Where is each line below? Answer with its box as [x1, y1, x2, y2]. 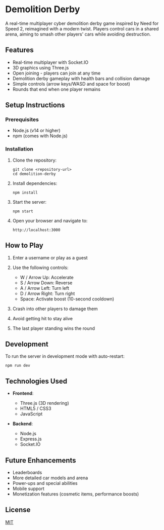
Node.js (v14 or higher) [12, 128, 61, 134]
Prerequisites [5, 116, 39, 123]
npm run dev [5, 363, 30, 368]
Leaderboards [12, 469, 42, 475]
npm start [12, 209, 34, 214]
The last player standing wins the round [12, 325, 95, 331]
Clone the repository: [12, 157, 57, 163]
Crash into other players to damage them [12, 306, 98, 312]
